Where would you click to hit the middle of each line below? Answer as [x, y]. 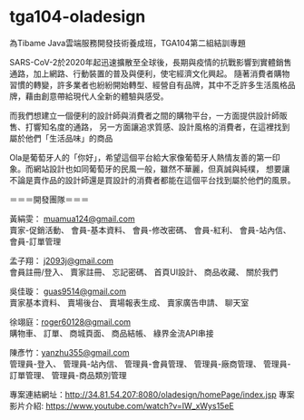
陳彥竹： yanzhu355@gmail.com [69, 352]
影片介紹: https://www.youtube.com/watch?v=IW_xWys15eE [122, 405]
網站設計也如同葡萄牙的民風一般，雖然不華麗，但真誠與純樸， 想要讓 [162, 169]
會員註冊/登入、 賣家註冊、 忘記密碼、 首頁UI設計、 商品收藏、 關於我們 [144, 272]
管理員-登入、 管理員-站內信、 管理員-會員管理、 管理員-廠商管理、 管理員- [150, 364]
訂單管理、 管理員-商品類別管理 [68, 375]
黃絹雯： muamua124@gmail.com [72, 219]
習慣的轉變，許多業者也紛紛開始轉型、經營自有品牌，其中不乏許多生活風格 [148, 84]
